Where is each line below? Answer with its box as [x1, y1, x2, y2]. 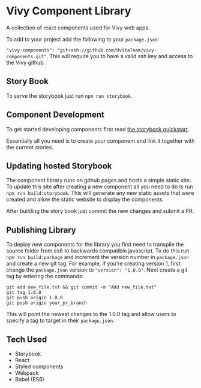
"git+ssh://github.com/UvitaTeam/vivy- [57, 47, 157, 53]
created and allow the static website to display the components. [6, 196, 164, 203]
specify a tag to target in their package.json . [6, 317, 115, 324]
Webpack [14, 369, 39, 376]
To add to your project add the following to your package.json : [6, 35, 160, 43]
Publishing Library [6, 225, 76, 235]
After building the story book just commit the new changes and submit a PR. [6, 207, 194, 215]
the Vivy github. [6, 59, 46, 66]
